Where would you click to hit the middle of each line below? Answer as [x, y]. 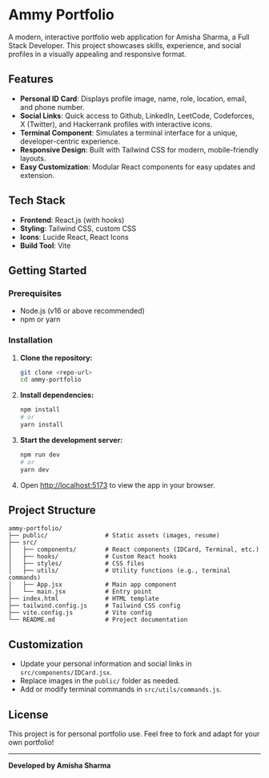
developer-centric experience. [70, 141]
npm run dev [40, 455]
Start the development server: [71, 440]
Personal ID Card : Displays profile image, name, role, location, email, [133, 99]
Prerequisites [35, 293]
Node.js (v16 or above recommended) [82, 311]
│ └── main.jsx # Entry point [80, 592]
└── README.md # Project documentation [98, 620]
